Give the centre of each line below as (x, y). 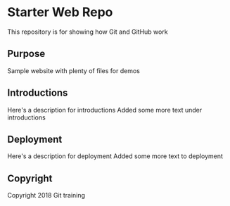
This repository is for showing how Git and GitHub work (88, 32)
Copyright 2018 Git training (46, 195)
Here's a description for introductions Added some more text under (105, 110)
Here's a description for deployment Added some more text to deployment (115, 156)
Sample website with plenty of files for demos (74, 70)
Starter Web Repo (60, 12)
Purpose (26, 54)
